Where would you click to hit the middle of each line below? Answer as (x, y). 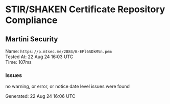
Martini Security (32, 39)
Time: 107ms (18, 62)
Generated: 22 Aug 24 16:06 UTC (40, 96)
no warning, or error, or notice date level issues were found (68, 86)
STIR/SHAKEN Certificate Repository (85, 9)
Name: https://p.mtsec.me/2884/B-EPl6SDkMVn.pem (59, 51)
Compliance (31, 20)
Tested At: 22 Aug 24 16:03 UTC (39, 57)
